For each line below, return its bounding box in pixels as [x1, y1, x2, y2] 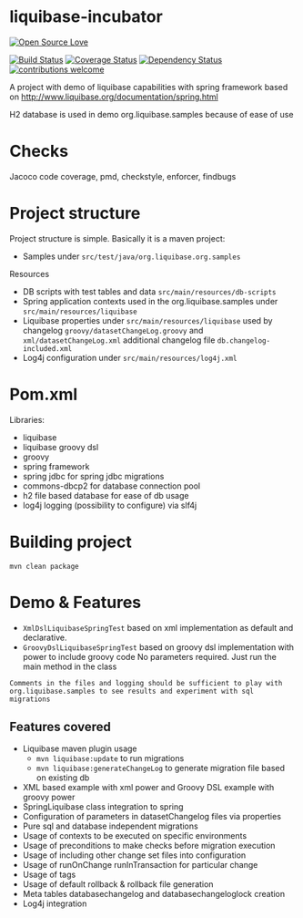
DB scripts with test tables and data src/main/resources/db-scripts [22, 285, 277, 297]
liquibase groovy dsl [22, 441, 99, 452]
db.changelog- [217, 335, 271, 346]
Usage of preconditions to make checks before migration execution [22, 841, 276, 851]
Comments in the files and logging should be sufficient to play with [9, 678, 283, 687]
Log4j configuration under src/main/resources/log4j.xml [22, 352, 237, 363]
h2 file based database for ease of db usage [22, 490, 189, 500]
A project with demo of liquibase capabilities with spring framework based [9, 81, 288, 92]
